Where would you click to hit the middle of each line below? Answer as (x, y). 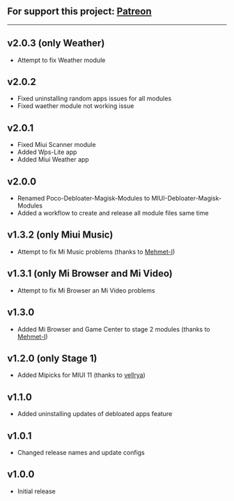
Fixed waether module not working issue (76, 106)
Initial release (36, 491)
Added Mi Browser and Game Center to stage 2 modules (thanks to (114, 329)
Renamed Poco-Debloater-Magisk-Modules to (84, 199)
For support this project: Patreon (79, 11)
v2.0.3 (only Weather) (56, 44)
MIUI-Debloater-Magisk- (186, 199)
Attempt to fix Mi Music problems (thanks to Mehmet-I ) (96, 252)
